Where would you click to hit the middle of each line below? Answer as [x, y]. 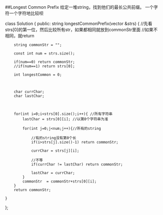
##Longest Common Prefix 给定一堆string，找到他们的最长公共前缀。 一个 [80, 7]
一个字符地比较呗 [26, 13]
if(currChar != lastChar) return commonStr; [77, 164]
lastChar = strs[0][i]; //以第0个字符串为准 [65, 119]
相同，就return [20, 36]
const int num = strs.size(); [45, 54]
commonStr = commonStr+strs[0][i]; [60, 181]
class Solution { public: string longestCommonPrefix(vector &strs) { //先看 [79, 24]
